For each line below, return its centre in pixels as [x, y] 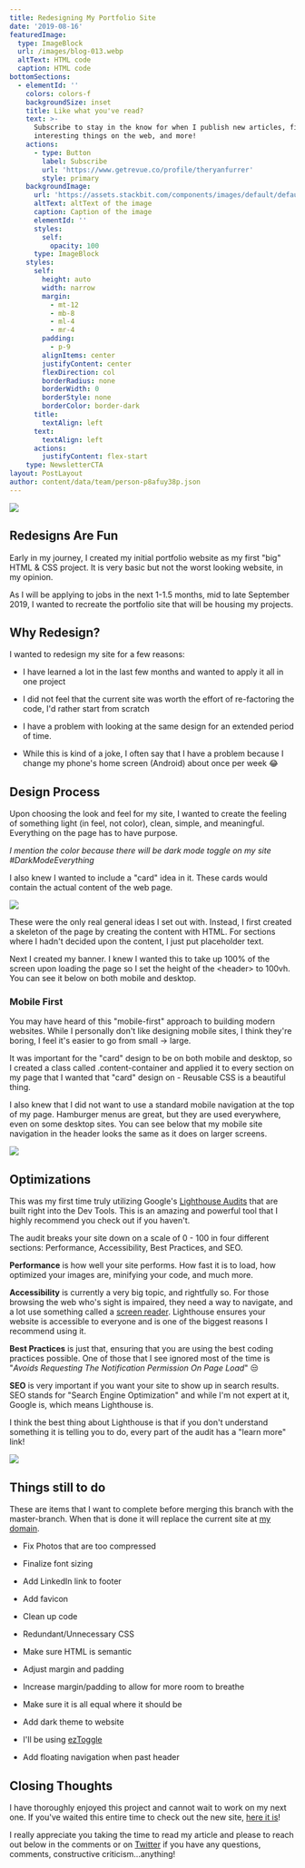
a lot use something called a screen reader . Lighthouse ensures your [138, 1312]
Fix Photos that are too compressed [89, 1546]
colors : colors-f [59, 93]
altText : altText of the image [93, 204]
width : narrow [69, 288]
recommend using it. [48, 1332]
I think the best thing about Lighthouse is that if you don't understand [139, 1422]
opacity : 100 [74, 246]
